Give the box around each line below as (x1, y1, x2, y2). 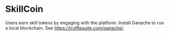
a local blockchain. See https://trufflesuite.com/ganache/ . (5, 25, 125, 31)
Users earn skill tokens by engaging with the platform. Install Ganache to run (5, 20, 164, 26)
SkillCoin (5, 3, 44, 15)
